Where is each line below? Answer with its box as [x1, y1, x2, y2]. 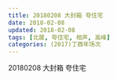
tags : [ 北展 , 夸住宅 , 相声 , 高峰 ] [8, 33, 111, 42]
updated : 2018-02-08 [8, 26, 76, 34]
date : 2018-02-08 [8, 19, 65, 27]
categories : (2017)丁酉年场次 [8, 41, 101, 49]
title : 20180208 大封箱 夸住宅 [8, 11, 104, 20]
